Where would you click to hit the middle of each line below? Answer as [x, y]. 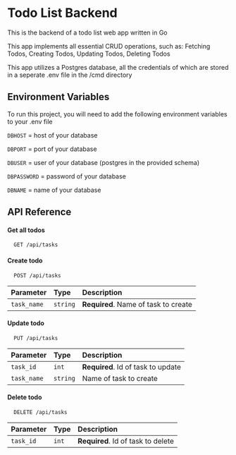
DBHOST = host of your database [52, 135]
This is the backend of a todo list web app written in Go [87, 32]
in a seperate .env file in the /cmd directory [70, 75]
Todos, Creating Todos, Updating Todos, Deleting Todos [89, 54]
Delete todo [25, 397]
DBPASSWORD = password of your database [67, 176]
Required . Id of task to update [132, 367]
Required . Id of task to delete [126, 441]
